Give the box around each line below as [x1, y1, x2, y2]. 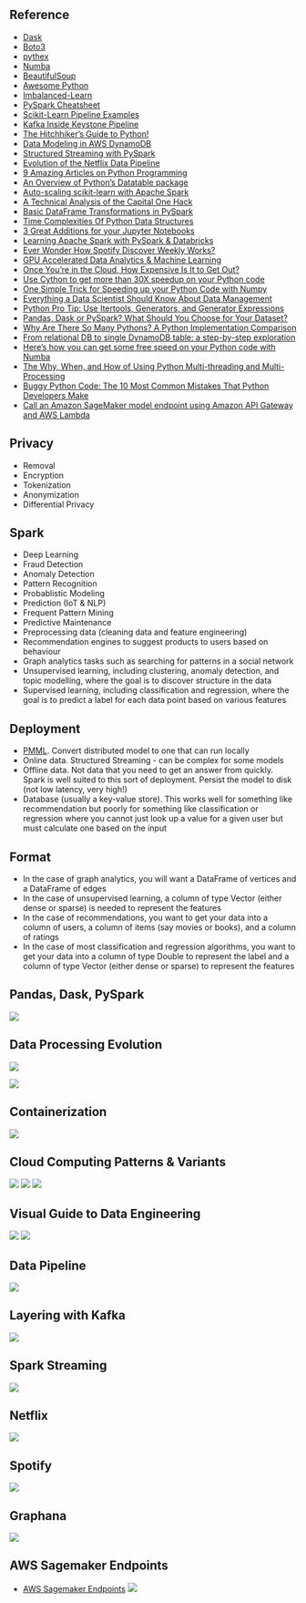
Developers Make [22, 389, 89, 400]
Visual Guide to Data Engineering [9, 1205, 201, 1221]
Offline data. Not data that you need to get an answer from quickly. [22, 765, 273, 776]
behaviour [22, 646, 61, 657]
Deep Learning [22, 549, 79, 560]
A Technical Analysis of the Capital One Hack [22, 196, 193, 207]
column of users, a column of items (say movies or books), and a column [22, 922, 296, 933]
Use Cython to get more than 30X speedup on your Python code [22, 274, 266, 284]
